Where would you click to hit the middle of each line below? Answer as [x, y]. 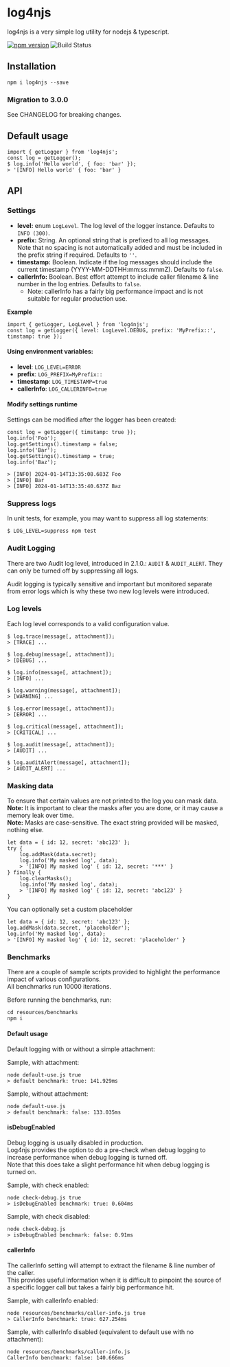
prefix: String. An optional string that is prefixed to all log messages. [114, 240]
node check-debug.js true [44, 1197]
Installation [32, 67]
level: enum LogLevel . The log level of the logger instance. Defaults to [116, 225]
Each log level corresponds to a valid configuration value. [88, 623]
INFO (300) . [33, 233]
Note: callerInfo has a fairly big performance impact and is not [115, 291]
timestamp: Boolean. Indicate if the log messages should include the [115, 262]
